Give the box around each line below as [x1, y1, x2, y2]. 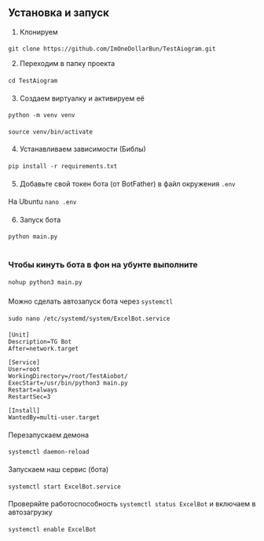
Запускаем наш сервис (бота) [8, 465, 109, 474]
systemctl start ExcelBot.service [8, 483, 122, 491]
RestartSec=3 [8, 393, 51, 401]
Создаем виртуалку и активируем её [19, 94, 145, 103]
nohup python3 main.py [8, 278, 82, 286]
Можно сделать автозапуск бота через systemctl [8, 296, 174, 306]
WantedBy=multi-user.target [8, 414, 101, 421]
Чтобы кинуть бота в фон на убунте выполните [8, 259, 198, 270]
